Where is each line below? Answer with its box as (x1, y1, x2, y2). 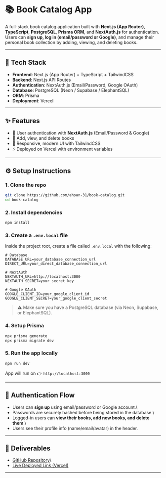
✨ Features (5, 117, 40, 125)
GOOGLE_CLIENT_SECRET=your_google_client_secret (5, 296, 107, 301)
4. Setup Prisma (5, 322, 44, 329)
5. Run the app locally (5, 349, 58, 356)
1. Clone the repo (5, 181, 46, 188)
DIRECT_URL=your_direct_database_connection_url (5, 261, 107, 266)
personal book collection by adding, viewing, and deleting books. (5, 39, 138, 45)
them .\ (12, 420, 26, 426)
